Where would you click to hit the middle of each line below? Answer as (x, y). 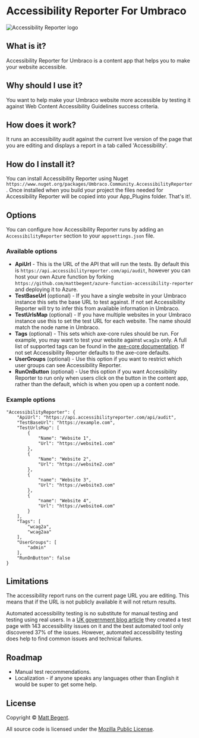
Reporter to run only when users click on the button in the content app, (102, 378)
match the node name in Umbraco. (57, 327)
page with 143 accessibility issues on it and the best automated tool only (95, 626)
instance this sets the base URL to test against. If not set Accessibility (100, 302)
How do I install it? (41, 164)
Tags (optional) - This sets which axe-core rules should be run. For (97, 334)
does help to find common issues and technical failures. (75, 639)
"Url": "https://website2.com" (77, 464)
